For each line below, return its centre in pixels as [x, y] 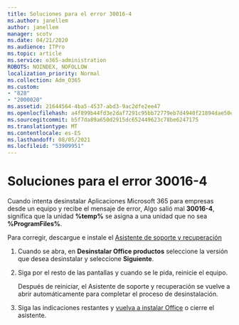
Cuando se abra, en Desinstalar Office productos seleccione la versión [123, 251]
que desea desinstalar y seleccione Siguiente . [86, 259]
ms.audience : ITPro [36, 47]
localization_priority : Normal [54, 73]
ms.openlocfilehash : [38, 113]
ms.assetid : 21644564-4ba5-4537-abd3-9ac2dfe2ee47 [84, 107]
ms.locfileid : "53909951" [46, 146]
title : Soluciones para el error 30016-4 [70, 14]
